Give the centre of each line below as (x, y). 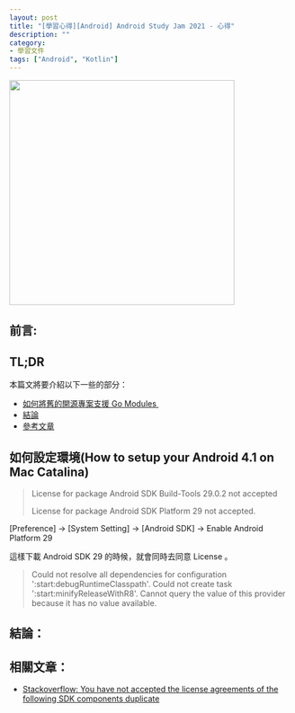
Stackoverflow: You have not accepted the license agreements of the (150, 690)
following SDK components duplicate (91, 699)
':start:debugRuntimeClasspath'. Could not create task (132, 584)
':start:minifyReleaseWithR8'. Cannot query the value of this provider (158, 593)
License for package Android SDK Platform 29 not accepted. (143, 511)
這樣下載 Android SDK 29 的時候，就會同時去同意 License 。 (121, 557)
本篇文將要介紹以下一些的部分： (68, 385)
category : (28, 43)
